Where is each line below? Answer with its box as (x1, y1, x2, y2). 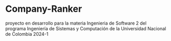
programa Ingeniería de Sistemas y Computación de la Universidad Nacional (5, 25, 166, 31)
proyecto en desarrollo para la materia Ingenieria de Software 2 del (5, 20, 147, 26)
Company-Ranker (5, 3, 82, 15)
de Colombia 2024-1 (5, 31, 49, 37)
